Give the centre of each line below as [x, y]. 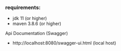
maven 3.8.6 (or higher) [37, 23]
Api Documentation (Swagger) [37, 33]
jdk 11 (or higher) [30, 18]
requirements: [23, 7]
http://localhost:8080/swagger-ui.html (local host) [64, 43]
